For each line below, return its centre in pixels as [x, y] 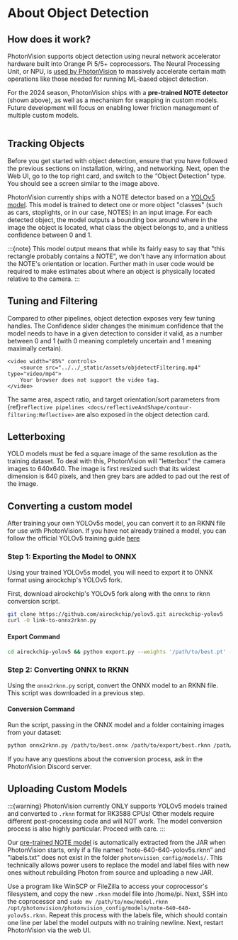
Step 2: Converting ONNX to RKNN [68, 670]
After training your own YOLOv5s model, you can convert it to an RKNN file [117, 524]
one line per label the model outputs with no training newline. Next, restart [115, 922]
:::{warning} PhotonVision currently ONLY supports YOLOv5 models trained [117, 806]
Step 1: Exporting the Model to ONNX [72, 557]
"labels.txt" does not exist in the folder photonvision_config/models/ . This [115, 857]
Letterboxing [36, 437]
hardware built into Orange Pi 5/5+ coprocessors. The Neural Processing [114, 64]
